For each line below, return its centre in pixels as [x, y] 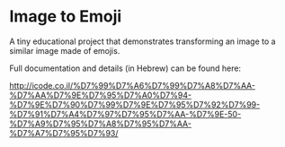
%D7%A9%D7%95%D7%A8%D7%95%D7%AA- [100, 124]
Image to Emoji [66, 17]
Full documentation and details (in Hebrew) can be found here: [125, 68]
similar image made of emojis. [65, 50]
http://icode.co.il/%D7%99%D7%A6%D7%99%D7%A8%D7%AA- [133, 85]
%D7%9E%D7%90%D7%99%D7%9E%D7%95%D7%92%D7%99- [135, 104]
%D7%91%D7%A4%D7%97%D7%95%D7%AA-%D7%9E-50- [125, 114]
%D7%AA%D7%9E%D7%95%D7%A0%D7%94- [100, 95]
